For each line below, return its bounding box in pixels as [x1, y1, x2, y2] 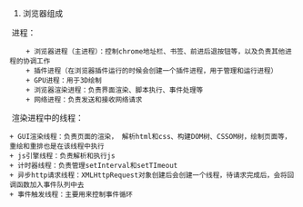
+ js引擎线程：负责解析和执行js [9, 152, 116, 161]
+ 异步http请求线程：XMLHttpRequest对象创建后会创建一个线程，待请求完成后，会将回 [9, 171, 294, 180]
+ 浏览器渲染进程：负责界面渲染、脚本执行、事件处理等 [25, 85, 204, 94]
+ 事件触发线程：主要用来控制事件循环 [9, 190, 134, 199]
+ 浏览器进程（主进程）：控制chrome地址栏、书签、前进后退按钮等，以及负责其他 [25, 47, 286, 56]
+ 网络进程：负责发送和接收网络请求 [25, 95, 143, 104]
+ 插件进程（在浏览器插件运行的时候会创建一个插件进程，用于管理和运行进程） [25, 66, 278, 75]
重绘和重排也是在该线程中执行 [9, 142, 105, 151]
